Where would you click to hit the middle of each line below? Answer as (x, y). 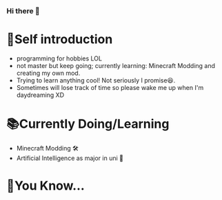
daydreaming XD (40, 95)
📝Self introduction (60, 40)
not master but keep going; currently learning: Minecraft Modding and (115, 65)
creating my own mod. (48, 73)
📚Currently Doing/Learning (88, 124)
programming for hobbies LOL (59, 58)
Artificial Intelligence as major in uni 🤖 (70, 158)
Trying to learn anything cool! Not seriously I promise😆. (96, 80)
